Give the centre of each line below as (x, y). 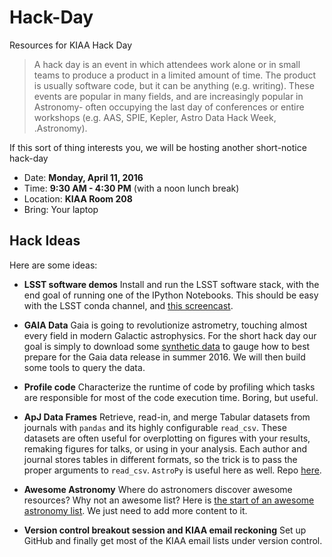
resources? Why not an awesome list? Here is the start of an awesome (169, 500)
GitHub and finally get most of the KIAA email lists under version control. (173, 540)
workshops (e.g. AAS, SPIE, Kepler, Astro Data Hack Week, (155, 117)
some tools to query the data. (84, 367)
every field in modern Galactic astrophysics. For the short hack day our (170, 335)
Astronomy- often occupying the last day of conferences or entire (169, 107)
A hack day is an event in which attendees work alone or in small (167, 64)
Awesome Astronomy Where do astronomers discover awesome (158, 489)
